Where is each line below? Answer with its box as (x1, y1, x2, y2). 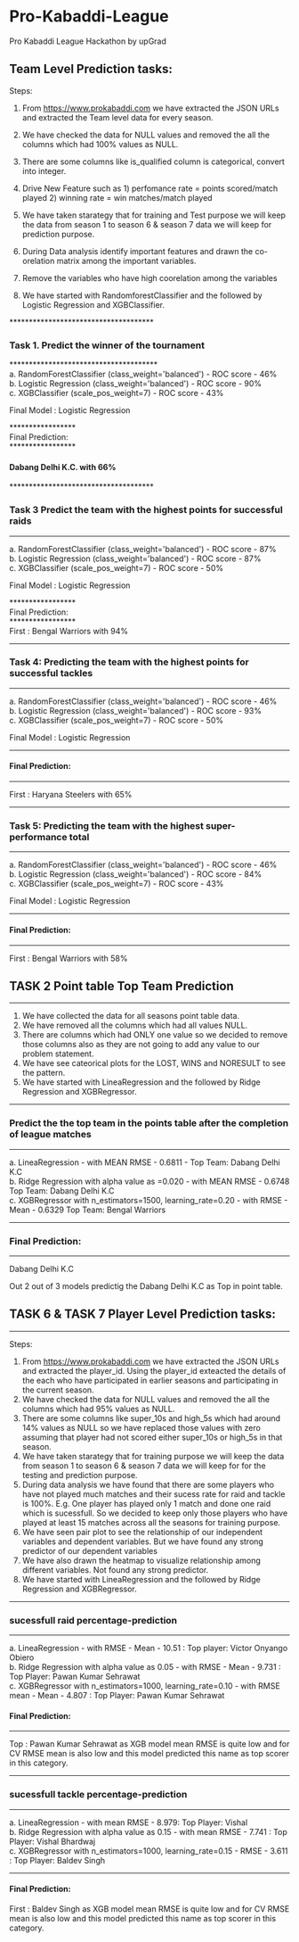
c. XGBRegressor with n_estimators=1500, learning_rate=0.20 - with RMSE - (9, 1194, 288, 1205)
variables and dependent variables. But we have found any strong (21, 1536, 264, 1547)
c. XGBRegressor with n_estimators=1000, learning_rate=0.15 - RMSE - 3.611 (9, 1845, 288, 1856)
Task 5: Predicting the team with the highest (9, 819, 205, 831)
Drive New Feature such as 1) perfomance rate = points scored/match (21, 183, 279, 194)
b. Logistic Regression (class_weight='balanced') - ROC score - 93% (9, 705, 263, 715)
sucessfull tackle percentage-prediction (9, 1789, 188, 1801)
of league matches (9, 1128, 92, 1141)
